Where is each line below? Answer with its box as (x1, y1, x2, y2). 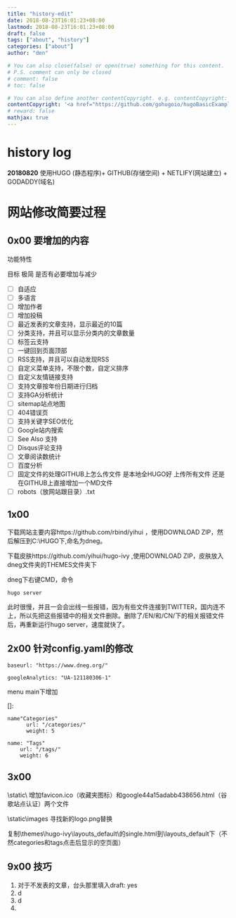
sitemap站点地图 (17, 399, 65, 408)
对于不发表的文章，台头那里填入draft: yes (17, 881, 138, 889)
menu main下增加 (7, 687, 58, 696)
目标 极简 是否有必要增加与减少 (7, 269, 97, 278)
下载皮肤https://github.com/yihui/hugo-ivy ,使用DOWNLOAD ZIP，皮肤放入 (7, 552, 224, 560)
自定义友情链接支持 (17, 373, 74, 381)
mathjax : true (7, 114, 49, 122)
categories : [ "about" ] (7, 43, 74, 50)
